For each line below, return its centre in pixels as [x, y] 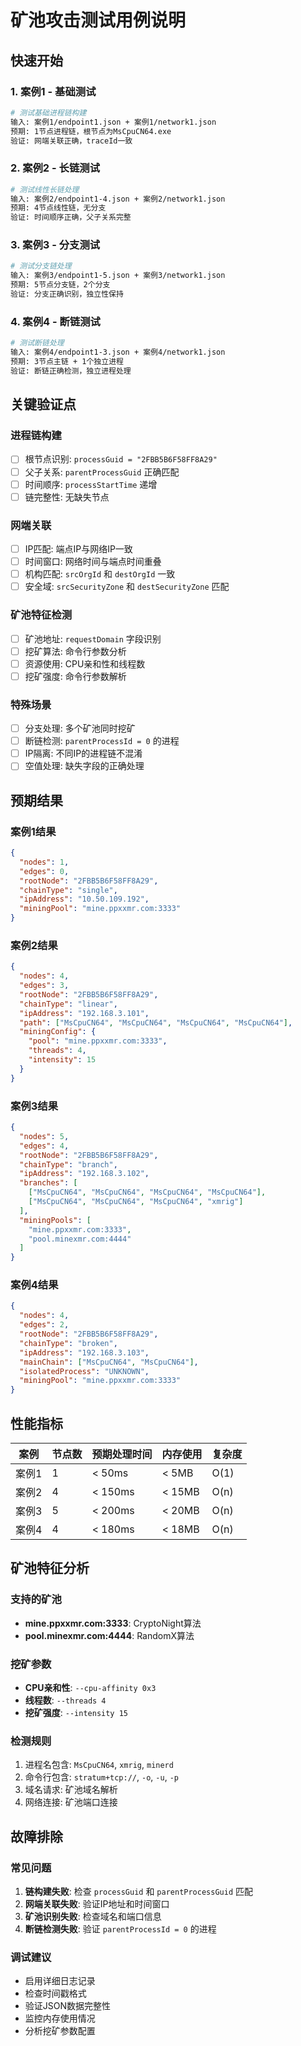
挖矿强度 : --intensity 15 [76, 1712]
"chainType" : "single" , [68, 890]
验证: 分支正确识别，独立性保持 [67, 294]
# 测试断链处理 [37, 343]
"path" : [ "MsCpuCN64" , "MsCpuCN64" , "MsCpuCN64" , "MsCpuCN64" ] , [156, 1022]
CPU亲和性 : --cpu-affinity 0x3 [90, 1687]
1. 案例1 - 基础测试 [53, 91]
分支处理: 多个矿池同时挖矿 [80, 728]
